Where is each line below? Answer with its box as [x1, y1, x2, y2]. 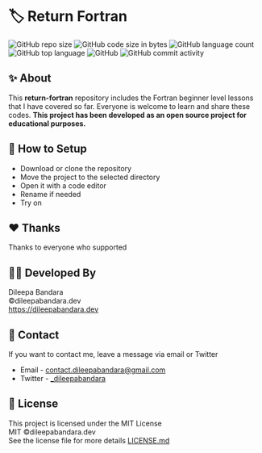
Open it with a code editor [19, 180, 107, 191]
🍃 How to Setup [8, 142, 87, 156]
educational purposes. [8, 119, 86, 128]
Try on [19, 198, 43, 208]
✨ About [8, 71, 52, 86]
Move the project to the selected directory [19, 172, 160, 182]
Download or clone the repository [19, 163, 131, 173]
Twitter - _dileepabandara [19, 374, 106, 383]
